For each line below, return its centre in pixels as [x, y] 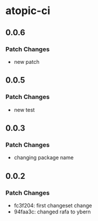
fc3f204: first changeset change [53, 205]
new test [24, 110]
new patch [27, 62]
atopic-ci [28, 11]
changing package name [44, 158]
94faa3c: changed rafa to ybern [52, 212]
